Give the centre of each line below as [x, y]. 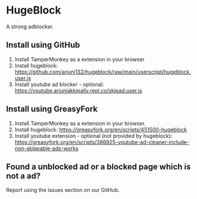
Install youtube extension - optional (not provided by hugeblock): [93, 135]
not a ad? [23, 176]
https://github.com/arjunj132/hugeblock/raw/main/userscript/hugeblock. [103, 72]
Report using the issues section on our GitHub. [63, 190]
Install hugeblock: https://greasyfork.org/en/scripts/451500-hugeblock [101, 130]
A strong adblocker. [30, 26]
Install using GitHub [43, 45]
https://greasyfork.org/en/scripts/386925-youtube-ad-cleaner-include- [102, 142]
